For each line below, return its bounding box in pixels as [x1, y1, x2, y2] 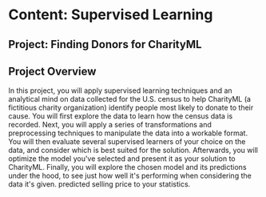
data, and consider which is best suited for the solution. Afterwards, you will [8, 146, 258, 155]
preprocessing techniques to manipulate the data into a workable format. [8, 128, 248, 138]
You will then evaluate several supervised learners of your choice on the [8, 137, 246, 147]
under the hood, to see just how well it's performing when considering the [8, 171, 252, 181]
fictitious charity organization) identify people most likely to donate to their [8, 103, 254, 113]
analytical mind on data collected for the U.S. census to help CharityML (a [8, 94, 252, 104]
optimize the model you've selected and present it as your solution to [8, 154, 236, 163]
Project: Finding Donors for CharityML [8, 38, 202, 51]
